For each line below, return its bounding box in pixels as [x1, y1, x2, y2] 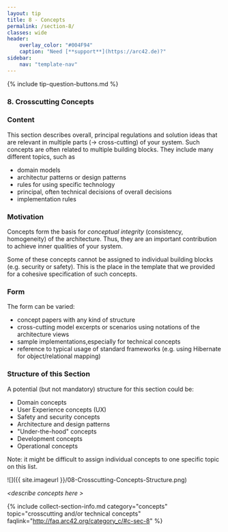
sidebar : [7, 55, 32, 62]
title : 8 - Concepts [7, 16, 66, 23]
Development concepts [16, 434, 83, 442]
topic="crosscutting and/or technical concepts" [7, 509, 141, 518]
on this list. [7, 462, 38, 470]
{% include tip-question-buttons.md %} [7, 79, 119, 88]
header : [7, 36, 29, 42]
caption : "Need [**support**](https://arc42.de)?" [19, 49, 167, 55]
